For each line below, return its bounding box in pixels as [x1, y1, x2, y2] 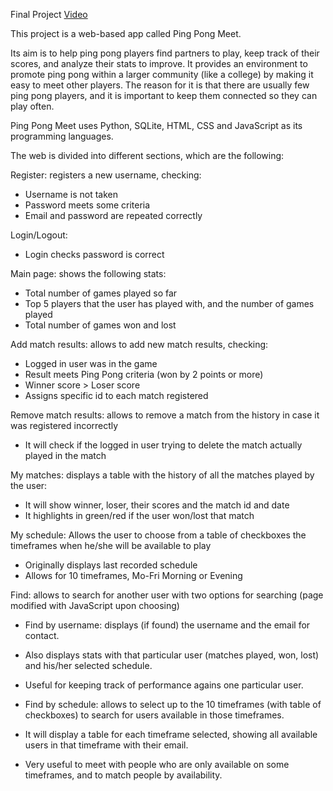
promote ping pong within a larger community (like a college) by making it [10, 69, 314, 80]
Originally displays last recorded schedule [24, 559, 198, 571]
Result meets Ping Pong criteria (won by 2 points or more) [24, 369, 264, 380]
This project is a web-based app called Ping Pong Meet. [10, 28, 242, 39]
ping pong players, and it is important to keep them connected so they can [10, 90, 318, 101]
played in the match [24, 450, 107, 461]
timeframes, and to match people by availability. [24, 769, 223, 781]
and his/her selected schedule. [24, 660, 153, 671]
